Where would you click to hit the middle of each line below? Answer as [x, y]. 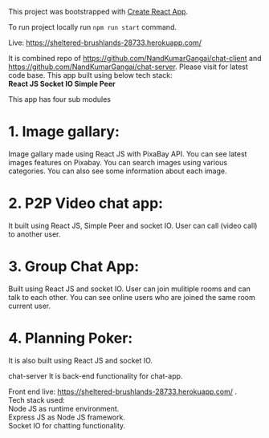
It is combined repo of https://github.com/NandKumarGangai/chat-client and [135, 58]
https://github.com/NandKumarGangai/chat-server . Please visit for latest [128, 67]
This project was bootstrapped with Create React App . [98, 12]
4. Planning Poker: [71, 338]
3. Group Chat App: [74, 267]
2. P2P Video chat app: [86, 203]
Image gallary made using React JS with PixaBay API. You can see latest [128, 154]
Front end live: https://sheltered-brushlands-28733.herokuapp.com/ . [123, 391]
